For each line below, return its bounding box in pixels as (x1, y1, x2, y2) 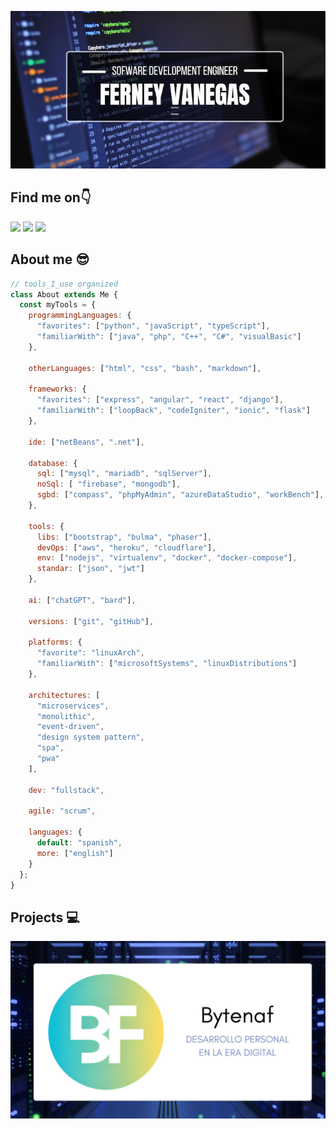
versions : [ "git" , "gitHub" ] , (28, 616, 155, 626)
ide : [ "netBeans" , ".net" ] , (28, 437, 145, 447)
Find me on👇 (10, 189, 92, 206)
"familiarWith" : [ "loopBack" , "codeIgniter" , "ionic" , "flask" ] (36, 406, 311, 416)
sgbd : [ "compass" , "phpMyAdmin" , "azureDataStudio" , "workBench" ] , (36, 490, 325, 500)
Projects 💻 (10, 909, 80, 926)
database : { (28, 458, 78, 468)
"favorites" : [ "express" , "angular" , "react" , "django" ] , (36, 395, 284, 405)
